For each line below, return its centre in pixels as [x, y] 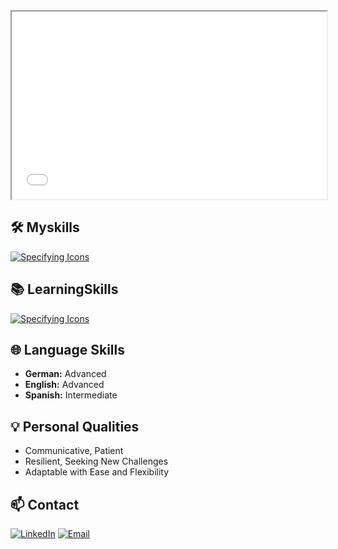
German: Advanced [65, 374]
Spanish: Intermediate [71, 395]
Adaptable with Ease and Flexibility [97, 472]
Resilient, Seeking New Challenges [96, 461]
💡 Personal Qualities [75, 426]
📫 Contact [45, 504]
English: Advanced [64, 385]
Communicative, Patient [74, 451]
